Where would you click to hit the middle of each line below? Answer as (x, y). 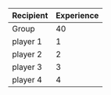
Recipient (30, 15)
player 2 (27, 54)
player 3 (27, 67)
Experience (77, 15)
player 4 (27, 80)
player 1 (27, 41)
